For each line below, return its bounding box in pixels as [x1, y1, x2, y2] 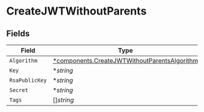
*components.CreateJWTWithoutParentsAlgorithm [52, 56, 199, 65]
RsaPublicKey [9, 77, 47, 84]
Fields [6, 28, 30, 39]
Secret [9, 87, 29, 93]
